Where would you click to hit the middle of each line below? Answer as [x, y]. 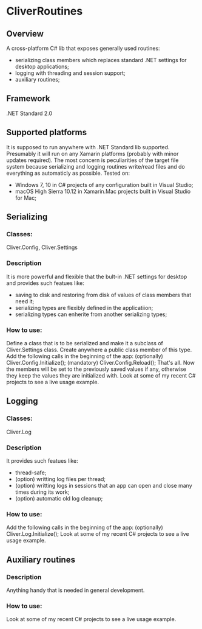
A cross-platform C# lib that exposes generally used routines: [83, 48]
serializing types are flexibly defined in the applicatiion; [84, 307]
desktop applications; [42, 66]
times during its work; [42, 492]
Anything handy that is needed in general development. [76, 590]
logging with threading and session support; [70, 73]
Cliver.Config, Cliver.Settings [42, 247]
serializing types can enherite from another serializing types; [91, 314]
